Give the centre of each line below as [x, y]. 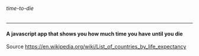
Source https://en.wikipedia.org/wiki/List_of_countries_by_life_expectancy [96, 47]
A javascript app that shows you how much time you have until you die [94, 34]
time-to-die [20, 8]
